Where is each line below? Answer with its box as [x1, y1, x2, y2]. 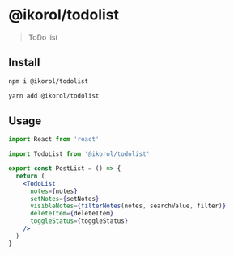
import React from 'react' [8, 136, 100, 144]
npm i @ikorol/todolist [8, 77, 89, 86]
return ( [15, 172, 45, 180]
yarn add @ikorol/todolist [8, 91, 100, 100]
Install [8, 56, 40, 69]
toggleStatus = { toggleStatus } [29, 217, 129, 225]
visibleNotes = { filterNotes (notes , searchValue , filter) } [29, 202, 227, 211]
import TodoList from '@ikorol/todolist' [8, 150, 151, 158]
